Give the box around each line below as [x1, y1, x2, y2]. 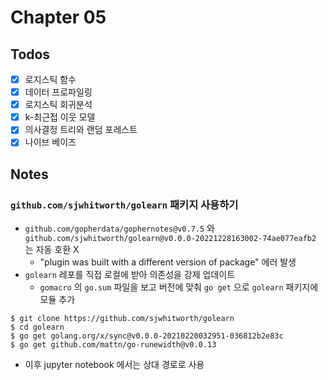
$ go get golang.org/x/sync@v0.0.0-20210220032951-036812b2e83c [10, 331, 284, 341]
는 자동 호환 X [24, 244, 80, 256]
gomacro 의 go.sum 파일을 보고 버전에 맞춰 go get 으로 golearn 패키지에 [39, 281, 319, 293]
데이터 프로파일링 [24, 86, 93, 98]
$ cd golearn [10, 322, 65, 333]
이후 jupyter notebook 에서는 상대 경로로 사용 [24, 359, 205, 371]
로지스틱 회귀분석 [24, 99, 93, 111]
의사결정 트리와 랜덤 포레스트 [24, 124, 138, 136]
